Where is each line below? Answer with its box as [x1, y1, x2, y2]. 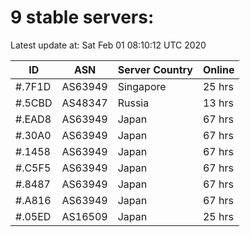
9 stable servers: [10, 6, 155, 29]
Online [202, 62, 235, 76]
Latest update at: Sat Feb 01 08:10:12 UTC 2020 [10, 39, 207, 51]
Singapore [117, 79, 167, 93]
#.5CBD [15, 96, 53, 110]
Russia [117, 96, 150, 110]
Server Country [117, 62, 193, 76]
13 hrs [202, 96, 234, 110]
